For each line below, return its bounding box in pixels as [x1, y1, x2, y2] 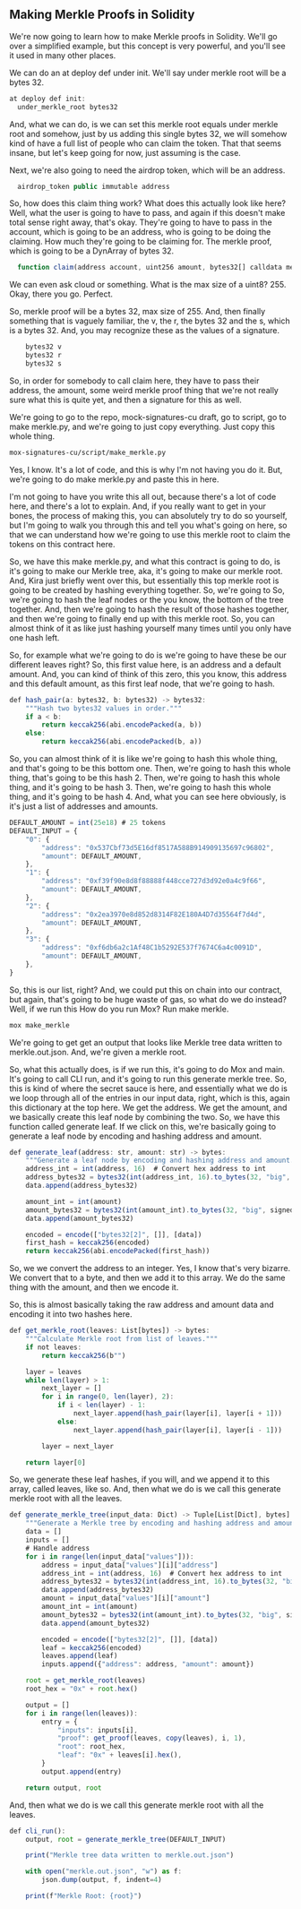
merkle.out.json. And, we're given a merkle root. [9, 1046, 187, 1057]
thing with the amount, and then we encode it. [9, 1282, 179, 1293]
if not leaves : [25, 1343, 82, 1352]
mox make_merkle [9, 1020, 70, 1029]
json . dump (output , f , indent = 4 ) [41, 1876, 163, 1885]
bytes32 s [25, 359, 63, 368]
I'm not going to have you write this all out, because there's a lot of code [9, 491, 277, 502]
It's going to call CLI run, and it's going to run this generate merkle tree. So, [9, 1073, 288, 1084]
